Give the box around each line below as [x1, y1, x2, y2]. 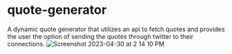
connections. [7, 39, 46, 48]
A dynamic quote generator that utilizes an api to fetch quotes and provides [7, 25, 226, 33]
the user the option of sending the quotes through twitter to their [7, 32, 194, 40]
